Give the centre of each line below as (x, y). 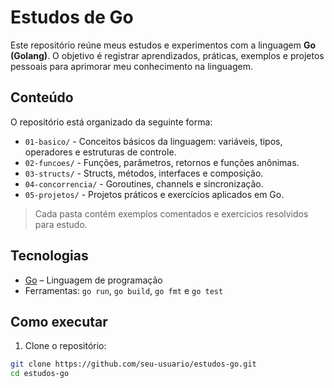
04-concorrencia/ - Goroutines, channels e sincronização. (144, 183)
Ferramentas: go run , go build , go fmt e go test (124, 290)
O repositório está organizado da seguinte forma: (111, 122)
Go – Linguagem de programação (93, 280)
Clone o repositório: (65, 346)
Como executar (59, 321)
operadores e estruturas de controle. (100, 152)
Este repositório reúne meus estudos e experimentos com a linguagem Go (163, 45)
